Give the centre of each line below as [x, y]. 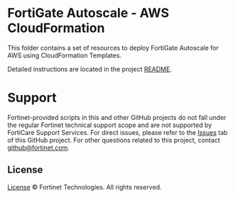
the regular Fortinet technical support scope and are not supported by [110, 125]
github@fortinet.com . [38, 148]
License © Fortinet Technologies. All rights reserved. [84, 187]
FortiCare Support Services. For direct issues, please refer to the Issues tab [118, 132]
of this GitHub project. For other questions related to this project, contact [114, 140]
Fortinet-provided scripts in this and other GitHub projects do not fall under [117, 117]
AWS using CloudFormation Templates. [65, 55]
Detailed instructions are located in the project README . [90, 69]
